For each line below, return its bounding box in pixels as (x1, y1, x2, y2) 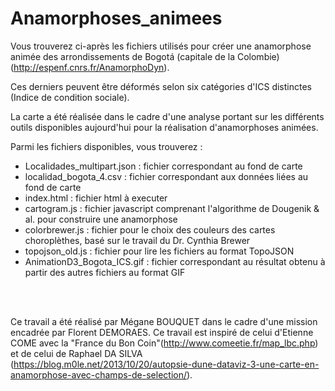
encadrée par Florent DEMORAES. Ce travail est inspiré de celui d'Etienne (10, 326, 314, 338)
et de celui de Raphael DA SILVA (10, 347, 143, 359)
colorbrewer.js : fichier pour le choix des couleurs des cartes (24, 223, 276, 236)
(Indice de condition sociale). (10, 91, 130, 103)
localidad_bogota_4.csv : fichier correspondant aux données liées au (24, 170, 309, 182)
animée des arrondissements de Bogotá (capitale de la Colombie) (10, 50, 280, 62)
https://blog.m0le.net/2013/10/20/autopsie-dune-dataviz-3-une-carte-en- (13, 358, 320, 370)
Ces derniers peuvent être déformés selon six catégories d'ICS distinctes (10, 80, 312, 92)
